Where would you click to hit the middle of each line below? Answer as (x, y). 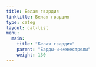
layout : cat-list (27, 28)
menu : (13, 33)
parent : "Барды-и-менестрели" (54, 50)
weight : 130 (31, 55)
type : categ (21, 22)
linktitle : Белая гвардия (38, 17)
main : (18, 38)
